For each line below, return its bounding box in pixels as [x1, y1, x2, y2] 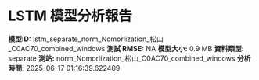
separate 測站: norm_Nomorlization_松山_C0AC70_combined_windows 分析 [8, 54, 251, 63]
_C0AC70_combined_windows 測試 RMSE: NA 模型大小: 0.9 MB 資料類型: [8, 43, 244, 53]
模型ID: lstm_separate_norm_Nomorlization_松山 [8, 34, 164, 43]
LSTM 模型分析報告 [8, 7, 133, 25]
